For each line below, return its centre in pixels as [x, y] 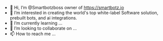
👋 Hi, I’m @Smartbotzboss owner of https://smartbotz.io [67, 8]
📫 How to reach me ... [33, 34]
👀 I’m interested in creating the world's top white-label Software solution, [84, 13]
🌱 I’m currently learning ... [36, 23]
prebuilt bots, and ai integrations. [43, 18]
